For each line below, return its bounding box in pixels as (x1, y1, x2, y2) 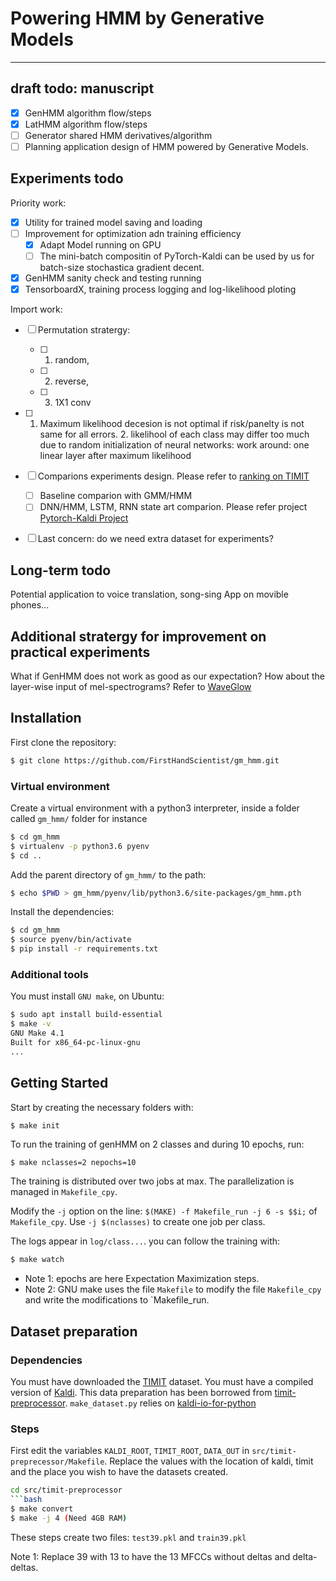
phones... (10, 599, 50, 611)
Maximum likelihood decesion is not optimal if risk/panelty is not (39, 418, 305, 430)
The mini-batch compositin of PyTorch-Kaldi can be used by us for (39, 250, 315, 262)
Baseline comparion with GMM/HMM (39, 490, 193, 502)
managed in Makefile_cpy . (10, 1186, 118, 1198)
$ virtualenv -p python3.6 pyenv (10, 841, 150, 851)
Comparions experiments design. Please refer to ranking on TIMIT (37, 470, 310, 482)
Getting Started (10, 1075, 109, 1092)
